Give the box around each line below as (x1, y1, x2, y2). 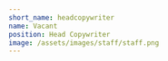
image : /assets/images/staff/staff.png (8, 38, 160, 48)
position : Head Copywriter (8, 30, 111, 39)
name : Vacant (8, 22, 58, 30)
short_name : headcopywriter (8, 13, 115, 22)
